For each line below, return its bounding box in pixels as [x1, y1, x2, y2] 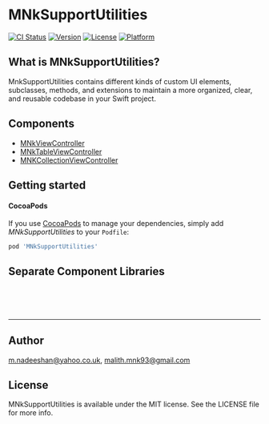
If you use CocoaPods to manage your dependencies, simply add [8, 219, 224, 228]
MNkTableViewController [19, 147, 102, 156]
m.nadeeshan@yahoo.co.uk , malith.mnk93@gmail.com [8, 355, 191, 365]
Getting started [8, 178, 86, 192]
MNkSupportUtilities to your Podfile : [8, 227, 130, 237]
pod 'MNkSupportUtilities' [8, 243, 98, 251]
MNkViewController [19, 138, 86, 147]
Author [8, 334, 44, 348]
